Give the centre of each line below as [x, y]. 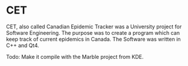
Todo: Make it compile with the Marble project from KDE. [75, 57]
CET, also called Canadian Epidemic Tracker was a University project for [94, 27]
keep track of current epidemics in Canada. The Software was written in [93, 39]
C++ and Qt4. [23, 45]
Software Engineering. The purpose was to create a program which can [93, 32]
